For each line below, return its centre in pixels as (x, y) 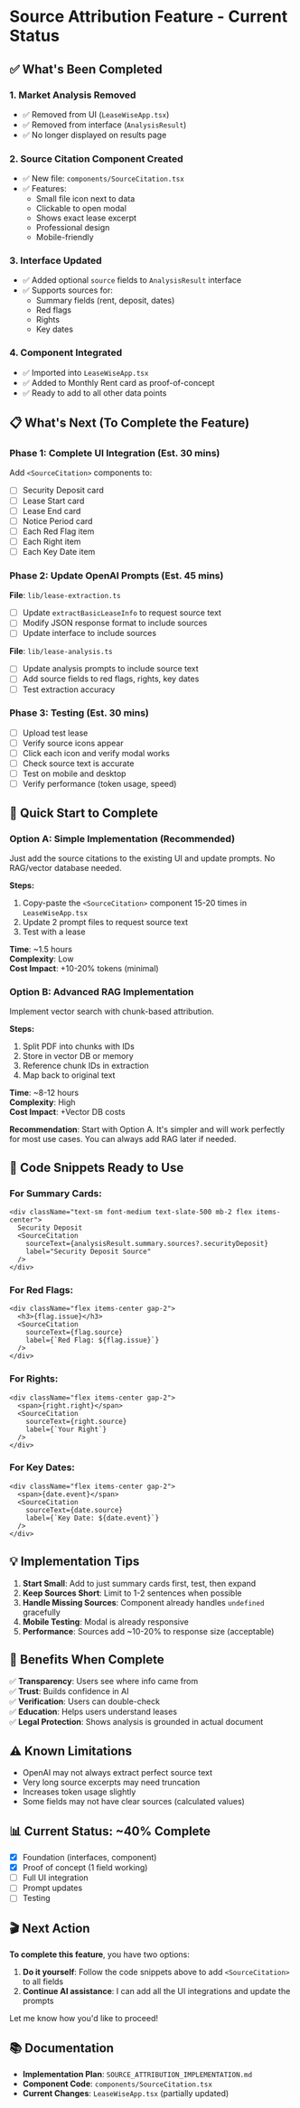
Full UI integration (55, 1878)
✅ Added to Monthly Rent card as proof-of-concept (118, 382)
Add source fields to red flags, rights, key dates (111, 679)
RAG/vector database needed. (66, 867)
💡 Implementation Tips (75, 1562)
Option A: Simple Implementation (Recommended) (122, 839)
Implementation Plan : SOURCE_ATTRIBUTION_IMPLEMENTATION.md (137, 2074)
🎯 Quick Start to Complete (84, 813)
